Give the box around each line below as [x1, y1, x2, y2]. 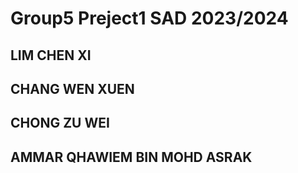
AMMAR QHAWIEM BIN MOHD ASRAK [10, 148, 253, 166]
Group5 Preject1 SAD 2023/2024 [10, 7, 289, 30]
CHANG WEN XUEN [10, 80, 135, 97]
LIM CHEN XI [10, 47, 92, 64]
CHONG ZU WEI [10, 115, 110, 132]
